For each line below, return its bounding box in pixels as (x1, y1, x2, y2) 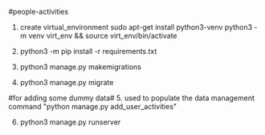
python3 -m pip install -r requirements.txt (19, 47, 157, 55)
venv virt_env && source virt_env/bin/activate (27, 31, 177, 40)
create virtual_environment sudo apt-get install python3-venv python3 (19, 22, 253, 31)
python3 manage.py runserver (19, 117, 121, 127)
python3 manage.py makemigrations (19, 62, 142, 72)
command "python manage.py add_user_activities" (8, 102, 177, 111)
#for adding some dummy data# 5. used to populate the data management (8, 93, 255, 103)
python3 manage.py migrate (19, 78, 114, 87)
